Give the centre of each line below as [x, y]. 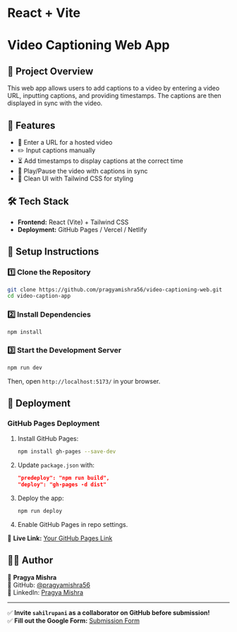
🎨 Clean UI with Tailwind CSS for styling [75, 178]
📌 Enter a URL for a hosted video [65, 142]
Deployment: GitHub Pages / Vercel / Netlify [82, 229]
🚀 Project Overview [50, 71]
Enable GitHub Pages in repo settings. [73, 524]
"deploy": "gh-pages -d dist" [62, 485]
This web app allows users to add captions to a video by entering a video [114, 88]
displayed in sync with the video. [55, 103]
